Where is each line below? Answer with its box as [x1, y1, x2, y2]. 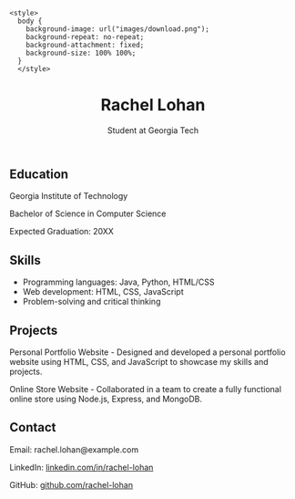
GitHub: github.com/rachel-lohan [9, 479, 134, 490]
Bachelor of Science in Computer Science [9, 208, 167, 219]
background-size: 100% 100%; [25, 48, 137, 57]
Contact [9, 420, 56, 435]
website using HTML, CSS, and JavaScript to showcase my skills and [9, 356, 269, 367]
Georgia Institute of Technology [9, 191, 128, 202]
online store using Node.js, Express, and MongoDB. [9, 393, 203, 404]
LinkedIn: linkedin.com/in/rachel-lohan [9, 462, 154, 473]
